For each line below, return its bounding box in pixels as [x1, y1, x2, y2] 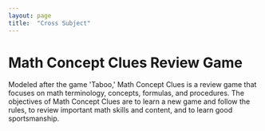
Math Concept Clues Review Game [8, 54, 243, 72]
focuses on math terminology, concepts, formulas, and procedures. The [8, 89, 245, 98]
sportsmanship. [8, 113, 60, 124]
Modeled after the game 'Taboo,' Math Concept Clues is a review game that [8, 80, 257, 89]
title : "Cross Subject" [8, 19, 91, 27]
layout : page [8, 11, 52, 20]
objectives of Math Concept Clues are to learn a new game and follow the [8, 97, 251, 106]
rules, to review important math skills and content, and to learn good [8, 105, 233, 115]
